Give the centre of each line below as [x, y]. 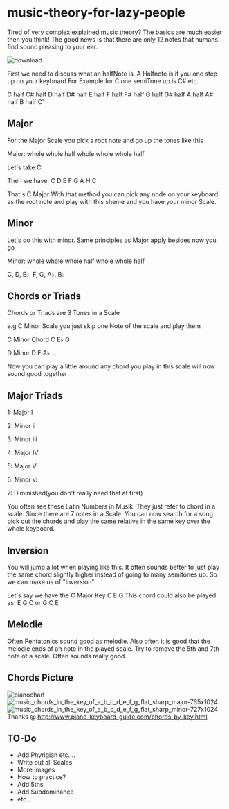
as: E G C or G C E [33, 603]
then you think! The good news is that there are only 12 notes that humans [113, 39]
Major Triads [35, 396]
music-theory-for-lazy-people [96, 13]
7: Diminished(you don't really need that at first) [75, 493]
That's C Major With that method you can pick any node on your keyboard [113, 194]
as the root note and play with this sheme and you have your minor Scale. [112, 201]
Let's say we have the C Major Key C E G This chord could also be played [112, 595]
